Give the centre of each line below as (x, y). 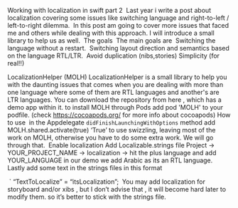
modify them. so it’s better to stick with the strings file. (87, 197)
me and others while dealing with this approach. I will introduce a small (111, 33)
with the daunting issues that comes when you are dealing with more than (115, 84)
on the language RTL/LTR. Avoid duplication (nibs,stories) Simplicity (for (114, 56)
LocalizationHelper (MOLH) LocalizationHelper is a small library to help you (117, 77)
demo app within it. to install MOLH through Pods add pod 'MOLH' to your (115, 107)
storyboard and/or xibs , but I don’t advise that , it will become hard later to (117, 189)
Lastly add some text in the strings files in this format (85, 168)
